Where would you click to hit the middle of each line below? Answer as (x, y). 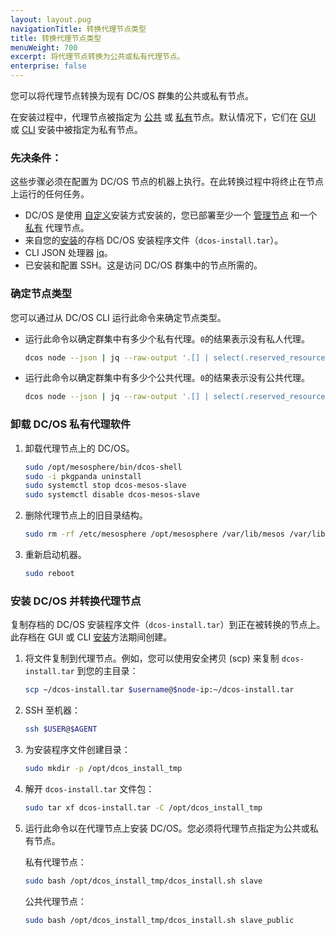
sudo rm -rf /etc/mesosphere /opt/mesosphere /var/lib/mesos (155, 534)
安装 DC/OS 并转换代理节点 (76, 601)
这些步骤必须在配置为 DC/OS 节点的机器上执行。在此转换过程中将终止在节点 (167, 182)
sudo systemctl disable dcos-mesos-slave (112, 495)
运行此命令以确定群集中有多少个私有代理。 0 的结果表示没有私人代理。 (167, 338)
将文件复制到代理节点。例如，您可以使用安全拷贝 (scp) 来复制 (152, 658)
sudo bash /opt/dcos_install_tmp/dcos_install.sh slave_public (159, 920)
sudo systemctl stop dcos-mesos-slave (105, 486)
